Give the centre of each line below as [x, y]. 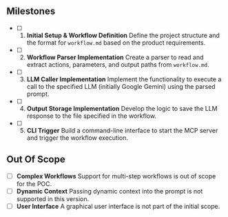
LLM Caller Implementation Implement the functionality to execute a [124, 79]
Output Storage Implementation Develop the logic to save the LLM [122, 108]
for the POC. [34, 184]
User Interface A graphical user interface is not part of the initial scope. [118, 206]
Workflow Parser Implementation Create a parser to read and [115, 57]
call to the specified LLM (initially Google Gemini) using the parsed [121, 86]
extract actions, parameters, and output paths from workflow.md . [118, 64]
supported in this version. [53, 198]
